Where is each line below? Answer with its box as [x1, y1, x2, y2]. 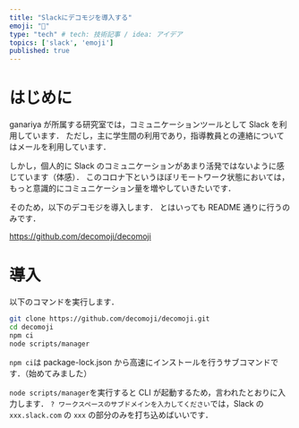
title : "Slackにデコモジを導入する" [9, 13, 132, 22]
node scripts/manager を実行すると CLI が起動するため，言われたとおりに [9, 387, 278, 398]
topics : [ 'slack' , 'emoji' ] [9, 38, 115, 47]
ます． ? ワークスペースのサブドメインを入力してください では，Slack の [24, 398, 264, 408]
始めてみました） [28, 368, 92, 379]
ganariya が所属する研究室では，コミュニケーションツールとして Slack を [9, 119, 280, 130]
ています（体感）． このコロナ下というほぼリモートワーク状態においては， [16, 172, 290, 183]
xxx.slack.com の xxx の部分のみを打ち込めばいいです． [9, 409, 213, 420]
